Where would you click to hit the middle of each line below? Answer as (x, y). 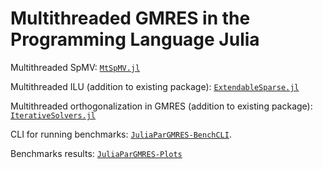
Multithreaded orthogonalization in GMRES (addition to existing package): (161, 106)
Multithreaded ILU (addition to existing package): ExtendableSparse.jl (155, 86)
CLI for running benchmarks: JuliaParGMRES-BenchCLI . (121, 134)
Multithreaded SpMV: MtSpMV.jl (75, 67)
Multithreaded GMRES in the (130, 18)
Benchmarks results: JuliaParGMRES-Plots (96, 153)
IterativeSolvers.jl (53, 115)
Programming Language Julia (135, 39)
